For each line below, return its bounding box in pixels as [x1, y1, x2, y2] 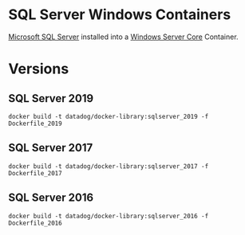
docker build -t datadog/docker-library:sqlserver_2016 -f [8, 212, 209, 220]
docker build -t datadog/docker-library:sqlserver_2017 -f [8, 162, 209, 170]
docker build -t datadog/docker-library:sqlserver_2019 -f [8, 112, 209, 120]
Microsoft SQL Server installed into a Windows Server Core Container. [8, 32, 239, 41]
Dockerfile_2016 [8, 219, 62, 227]
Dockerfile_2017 [8, 169, 62, 177]
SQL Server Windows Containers [8, 6, 231, 24]
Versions [8, 60, 69, 78]
